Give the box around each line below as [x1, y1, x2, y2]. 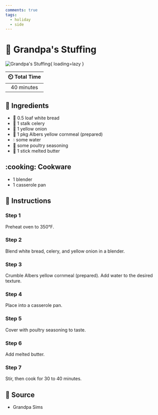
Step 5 [5, 315, 22, 322]
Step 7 [5, 364, 22, 371]
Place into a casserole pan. [5, 302, 63, 308]
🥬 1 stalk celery [12, 120, 45, 126]
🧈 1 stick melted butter [12, 148, 60, 154]
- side [10, 22, 24, 27]
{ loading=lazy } [50, 61, 84, 67]
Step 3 [5, 261, 22, 268]
